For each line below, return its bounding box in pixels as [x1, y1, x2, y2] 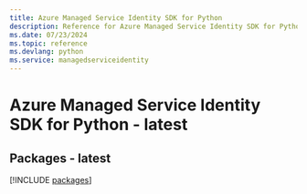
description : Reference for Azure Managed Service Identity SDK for [9, 22, 276, 31]
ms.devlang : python [9, 47, 84, 56]
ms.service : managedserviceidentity [9, 56, 149, 65]
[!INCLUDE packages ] [9, 175, 92, 185]
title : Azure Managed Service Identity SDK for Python [9, 13, 223, 23]
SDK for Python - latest [9, 115, 188, 135]
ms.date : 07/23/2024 [9, 30, 89, 39]
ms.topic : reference [9, 38, 89, 48]
